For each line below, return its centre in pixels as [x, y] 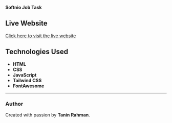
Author [14, 104]
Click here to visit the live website [41, 36]
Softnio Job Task [24, 7]
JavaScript [25, 75]
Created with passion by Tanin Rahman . [48, 115]
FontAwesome [28, 86]
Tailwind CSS [27, 80]
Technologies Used [37, 52]
